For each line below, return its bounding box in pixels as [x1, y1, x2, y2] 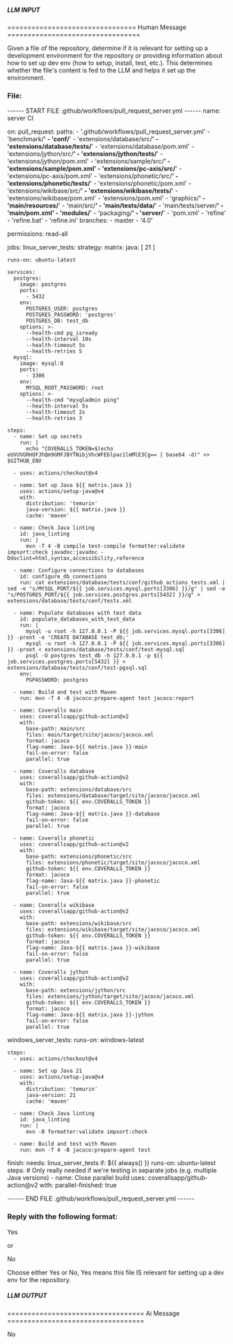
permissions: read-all [7, 230, 68, 238]
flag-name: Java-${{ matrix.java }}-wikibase [25, 945, 160, 952]
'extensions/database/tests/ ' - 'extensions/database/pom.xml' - [7, 143, 195, 151]
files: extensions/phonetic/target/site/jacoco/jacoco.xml [25, 859, 200, 866]
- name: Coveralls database [13, 768, 95, 775]
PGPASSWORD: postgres [25, 677, 89, 684]
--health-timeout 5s [25, 342, 86, 349]
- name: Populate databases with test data [13, 609, 141, 617]
